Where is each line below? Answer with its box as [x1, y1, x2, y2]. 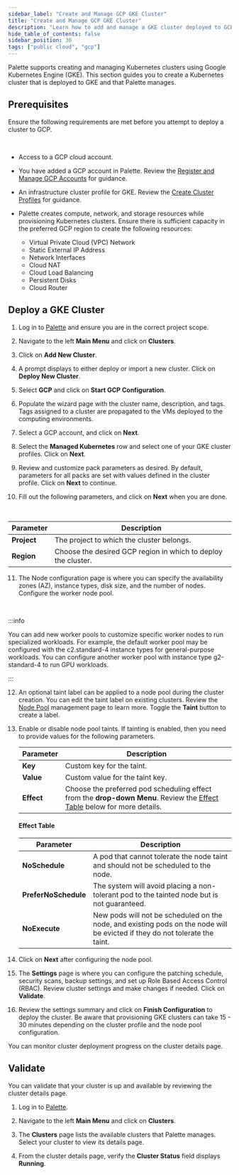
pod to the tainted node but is [120, 890, 218, 900]
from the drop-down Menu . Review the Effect [65, 792, 219, 802]
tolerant [92, 890, 119, 900]
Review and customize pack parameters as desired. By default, [18, 463, 203, 472]
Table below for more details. [65, 802, 162, 812]
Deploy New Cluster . [18, 371, 81, 381]
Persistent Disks [28, 275, 77, 285]
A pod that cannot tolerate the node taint [92, 851, 228, 861]
